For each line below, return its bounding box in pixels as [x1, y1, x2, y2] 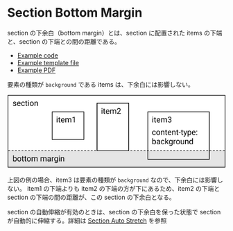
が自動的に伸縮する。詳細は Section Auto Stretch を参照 [7, 216, 167, 225]
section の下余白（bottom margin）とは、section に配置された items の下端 [7, 28, 223, 37]
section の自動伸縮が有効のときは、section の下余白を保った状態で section [7, 207, 221, 216]
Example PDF [17, 66, 56, 74]
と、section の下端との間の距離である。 [7, 37, 121, 46]
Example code [17, 51, 59, 60]
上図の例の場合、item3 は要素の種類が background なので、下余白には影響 [7, 176, 217, 184]
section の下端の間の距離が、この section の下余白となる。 [7, 193, 175, 201]
